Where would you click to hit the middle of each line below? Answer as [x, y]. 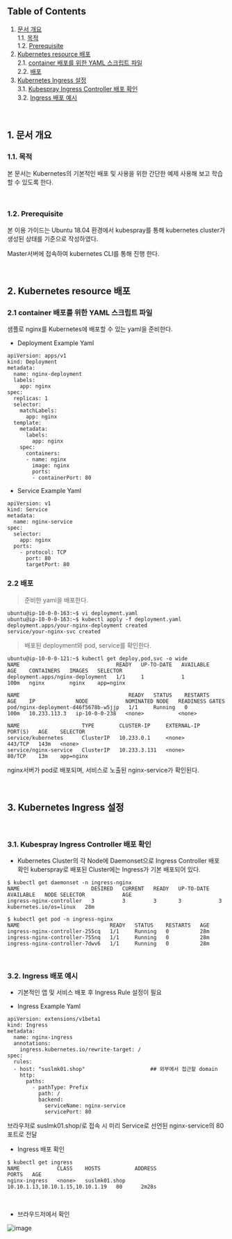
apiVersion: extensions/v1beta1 [54, 1019]
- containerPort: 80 [62, 478]
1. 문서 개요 [30, 135]
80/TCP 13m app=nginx [48, 756]
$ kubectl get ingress [40, 1163]
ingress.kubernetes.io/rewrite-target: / [80, 1050]
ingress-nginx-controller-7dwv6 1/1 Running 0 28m [108, 943]
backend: [51, 1100]
